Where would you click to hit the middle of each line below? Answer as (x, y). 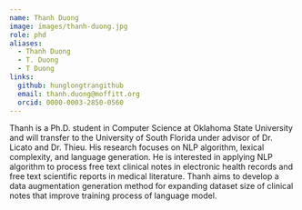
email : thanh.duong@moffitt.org (79, 94)
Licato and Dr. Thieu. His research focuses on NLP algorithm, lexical (137, 147)
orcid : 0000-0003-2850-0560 (71, 102)
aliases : (26, 43)
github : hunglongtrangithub (71, 85)
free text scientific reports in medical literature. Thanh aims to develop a (144, 176)
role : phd (28, 35)
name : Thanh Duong (44, 18)
